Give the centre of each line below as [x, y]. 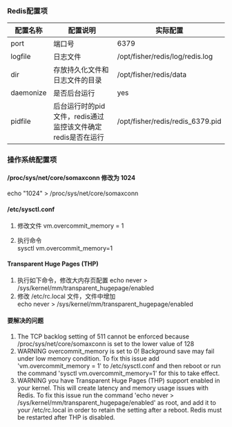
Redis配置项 [28, 10]
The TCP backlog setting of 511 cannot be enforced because [103, 336]
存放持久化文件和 [81, 70]
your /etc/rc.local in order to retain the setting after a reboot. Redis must [119, 410]
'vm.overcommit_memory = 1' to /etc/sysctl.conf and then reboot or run [119, 366]
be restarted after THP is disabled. [66, 417]
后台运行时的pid [79, 107]
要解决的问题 [25, 320]
